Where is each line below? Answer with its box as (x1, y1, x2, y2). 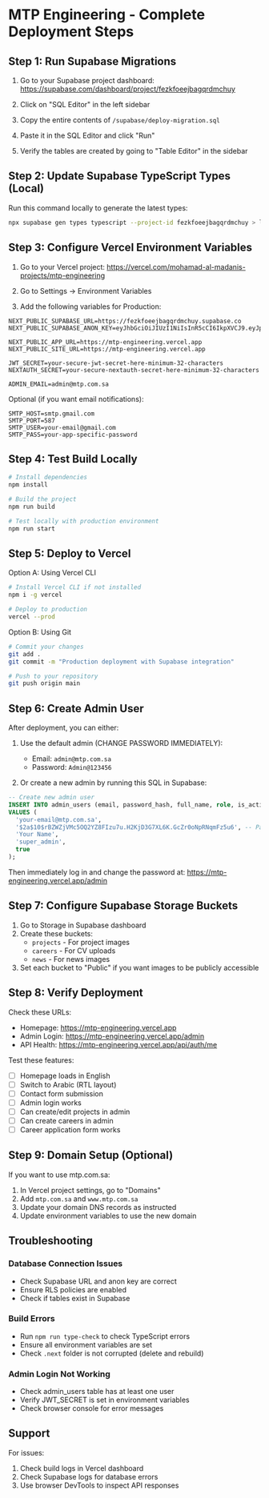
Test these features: (8, 1055, 74, 1065)
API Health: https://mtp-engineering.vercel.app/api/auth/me (19, 1039, 218, 1049)
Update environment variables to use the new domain (19, 1211, 197, 1220)
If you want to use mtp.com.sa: (8, 1170, 110, 1180)
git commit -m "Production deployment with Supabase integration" (8, 658, 235, 666)
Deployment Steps (8, 22, 134, 41)
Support (8, 1427, 50, 1440)
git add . (8, 650, 42, 658)
